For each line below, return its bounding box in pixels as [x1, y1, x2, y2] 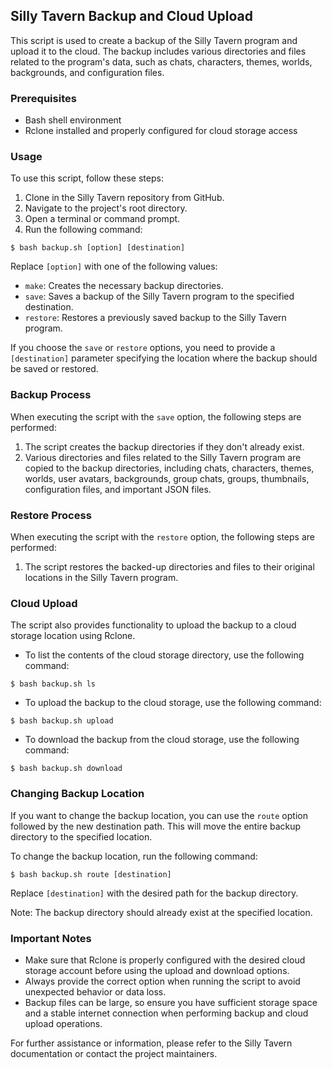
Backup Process [10, 388, 92, 402]
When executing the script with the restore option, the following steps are [10, 531, 315, 543]
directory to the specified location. [10, 830, 153, 843]
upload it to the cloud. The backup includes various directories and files [10, 45, 307, 57]
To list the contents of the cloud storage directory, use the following [24, 649, 305, 661]
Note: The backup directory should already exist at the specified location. [10, 906, 313, 918]
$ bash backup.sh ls [10, 679, 97, 689]
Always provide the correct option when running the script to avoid [24, 975, 301, 987]
